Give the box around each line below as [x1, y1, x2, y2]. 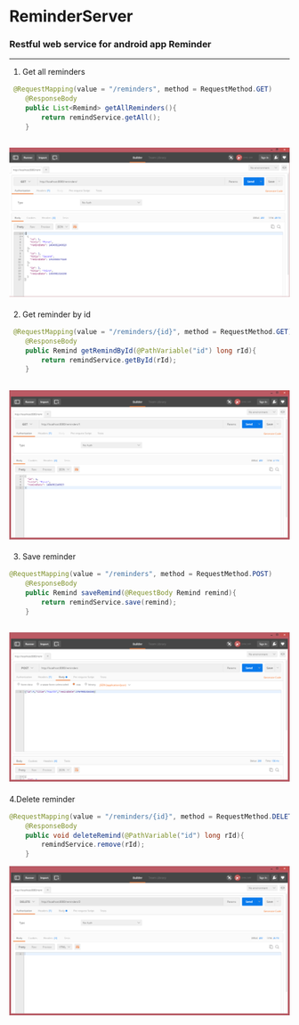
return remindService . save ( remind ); [41, 598, 177, 606]
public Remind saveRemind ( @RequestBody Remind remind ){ [25, 589, 238, 598]
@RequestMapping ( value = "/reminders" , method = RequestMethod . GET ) [12, 85, 273, 94]
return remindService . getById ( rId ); [41, 355, 177, 364]
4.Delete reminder [9, 793, 76, 804]
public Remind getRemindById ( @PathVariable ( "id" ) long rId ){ [25, 346, 256, 355]
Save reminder [21, 551, 77, 562]
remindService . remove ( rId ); [41, 840, 145, 850]
